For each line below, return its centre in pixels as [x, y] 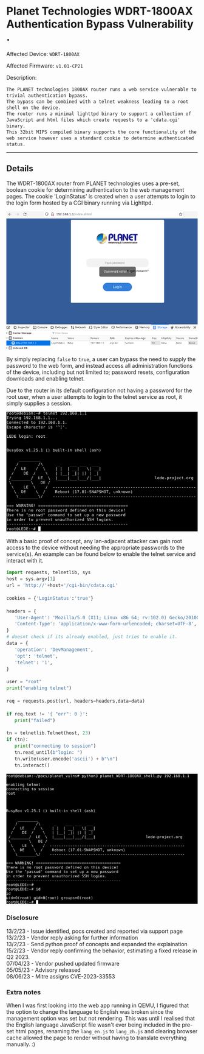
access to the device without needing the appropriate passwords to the [96, 548]
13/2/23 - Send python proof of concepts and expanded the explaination [97, 944]
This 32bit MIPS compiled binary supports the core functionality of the [102, 132]
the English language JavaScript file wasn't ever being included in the [93, 1025]
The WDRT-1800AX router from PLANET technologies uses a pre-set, [93, 183]
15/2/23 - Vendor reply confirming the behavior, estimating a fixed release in [102, 950]
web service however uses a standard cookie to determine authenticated [100, 138]
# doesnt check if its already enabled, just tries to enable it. [92, 637]
